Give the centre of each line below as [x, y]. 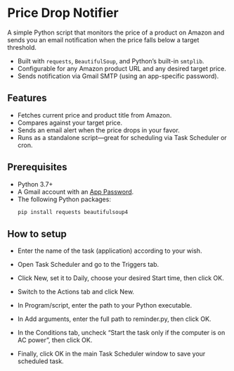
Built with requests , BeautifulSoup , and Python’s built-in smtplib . [111, 61]
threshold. [22, 47]
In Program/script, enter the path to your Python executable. [105, 306]
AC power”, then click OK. [55, 340]
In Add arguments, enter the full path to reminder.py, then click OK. [114, 319]
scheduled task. [41, 361]
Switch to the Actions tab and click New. [76, 292]
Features [27, 98]
